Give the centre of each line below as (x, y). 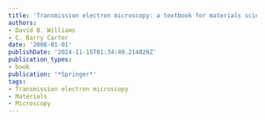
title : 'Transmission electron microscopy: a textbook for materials (125, 15)
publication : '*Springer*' (52, 74)
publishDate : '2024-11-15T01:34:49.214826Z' (82, 52)
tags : (17, 81)
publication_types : (40, 60)
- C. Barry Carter (38, 37)
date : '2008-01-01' (40, 45)
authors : (22, 23)
